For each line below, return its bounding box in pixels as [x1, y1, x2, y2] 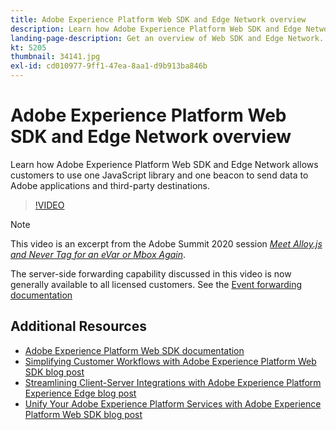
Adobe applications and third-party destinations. [10, 179, 210, 191]
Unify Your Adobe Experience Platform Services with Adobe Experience [24, 397, 322, 410]
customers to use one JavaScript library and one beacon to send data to [10, 169, 309, 181]
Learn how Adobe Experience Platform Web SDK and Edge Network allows [10, 158, 319, 170]
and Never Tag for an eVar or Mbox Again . [10, 248, 187, 260]
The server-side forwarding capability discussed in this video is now [10, 267, 292, 280]
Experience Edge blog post [24, 387, 137, 399]
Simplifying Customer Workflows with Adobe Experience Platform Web [24, 355, 317, 367]
